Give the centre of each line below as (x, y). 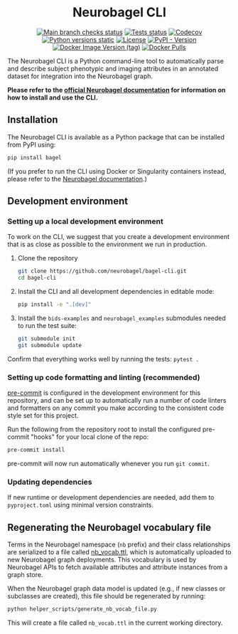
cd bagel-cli (37, 278)
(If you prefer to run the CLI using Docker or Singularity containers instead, (117, 171)
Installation (33, 120)
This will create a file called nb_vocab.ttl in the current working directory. (115, 623)
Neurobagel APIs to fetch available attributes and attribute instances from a (118, 567)
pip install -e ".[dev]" (54, 305)
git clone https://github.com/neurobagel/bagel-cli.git (102, 271)
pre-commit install (36, 450)
